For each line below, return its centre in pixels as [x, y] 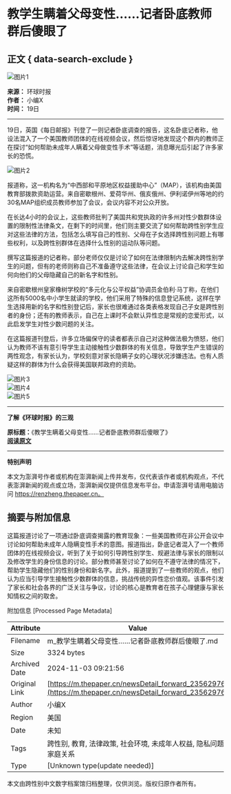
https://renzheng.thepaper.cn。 [59, 494]
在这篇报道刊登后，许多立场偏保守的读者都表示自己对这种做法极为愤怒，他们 [115, 338]
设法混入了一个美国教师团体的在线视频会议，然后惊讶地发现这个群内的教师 [112, 138]
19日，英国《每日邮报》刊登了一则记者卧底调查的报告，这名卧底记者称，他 [113, 130]
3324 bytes [66, 653]
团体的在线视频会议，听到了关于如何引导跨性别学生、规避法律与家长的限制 [112, 553]
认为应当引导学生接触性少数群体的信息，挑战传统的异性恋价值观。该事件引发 [115, 578]
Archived [25, 664]
